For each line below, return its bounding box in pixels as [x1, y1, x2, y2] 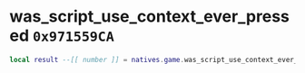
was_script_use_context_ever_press [9, 6, 290, 27]
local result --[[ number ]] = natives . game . [9, 55, 184, 64]
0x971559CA [32, 29, 115, 46]
